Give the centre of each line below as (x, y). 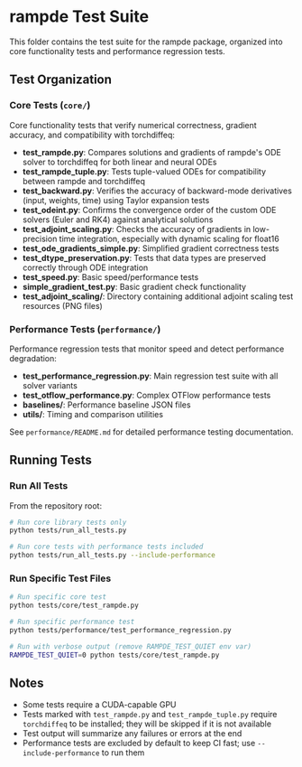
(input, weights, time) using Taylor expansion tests (116, 200)
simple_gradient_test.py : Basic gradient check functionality (134, 286)
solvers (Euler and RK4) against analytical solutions (118, 220)
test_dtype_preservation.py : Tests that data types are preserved (144, 257)
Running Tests (50, 460)
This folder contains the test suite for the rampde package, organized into (146, 42)
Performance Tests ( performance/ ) (85, 329)
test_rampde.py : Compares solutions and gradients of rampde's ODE (151, 152)
